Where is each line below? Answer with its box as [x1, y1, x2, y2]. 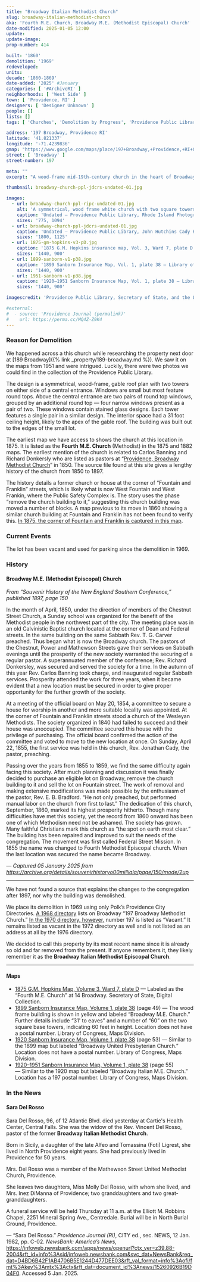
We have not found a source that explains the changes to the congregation [6, 885, 189, 893]
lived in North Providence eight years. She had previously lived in [6, 1147, 166, 1155]
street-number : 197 [6, 157, 55, 164]
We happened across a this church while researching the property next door [6, 350, 193, 357]
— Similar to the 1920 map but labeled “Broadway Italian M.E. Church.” [14, 1068, 188, 1075]
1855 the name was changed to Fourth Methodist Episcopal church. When [6, 844, 187, 851]
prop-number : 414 [6, 42, 49, 48]
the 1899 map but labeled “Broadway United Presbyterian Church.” [14, 1043, 179, 1050]
